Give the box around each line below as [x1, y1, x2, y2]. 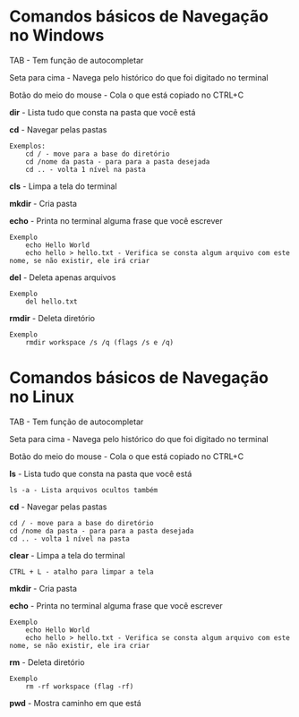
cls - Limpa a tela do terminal [9, 181, 118, 192]
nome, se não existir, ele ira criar [9, 641, 150, 650]
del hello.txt [25, 297, 78, 306]
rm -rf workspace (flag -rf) [25, 682, 134, 691]
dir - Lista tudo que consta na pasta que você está [9, 107, 196, 117]
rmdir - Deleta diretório [9, 312, 96, 323]
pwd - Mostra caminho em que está [9, 697, 141, 708]
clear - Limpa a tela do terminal [9, 550, 125, 560]
